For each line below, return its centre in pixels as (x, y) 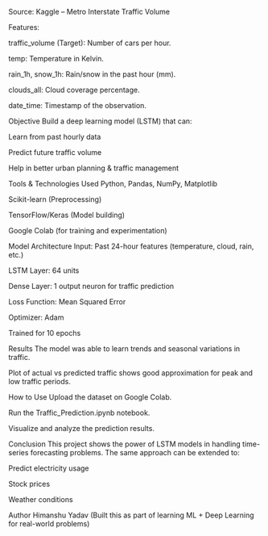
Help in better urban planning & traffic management (94, 168)
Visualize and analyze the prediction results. (82, 428)
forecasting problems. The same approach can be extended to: (135, 452)
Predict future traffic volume (55, 152)
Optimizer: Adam (36, 317)
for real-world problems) (49, 523)
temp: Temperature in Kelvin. (56, 59)
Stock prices (29, 484)
